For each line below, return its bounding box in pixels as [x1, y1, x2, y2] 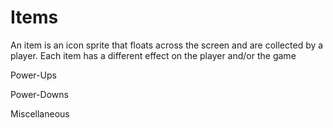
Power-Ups [10, 69, 57, 81]
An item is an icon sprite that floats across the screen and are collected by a [10, 39, 324, 51]
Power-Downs [10, 88, 69, 100]
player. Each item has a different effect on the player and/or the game [10, 49, 297, 61]
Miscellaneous [10, 107, 70, 120]
